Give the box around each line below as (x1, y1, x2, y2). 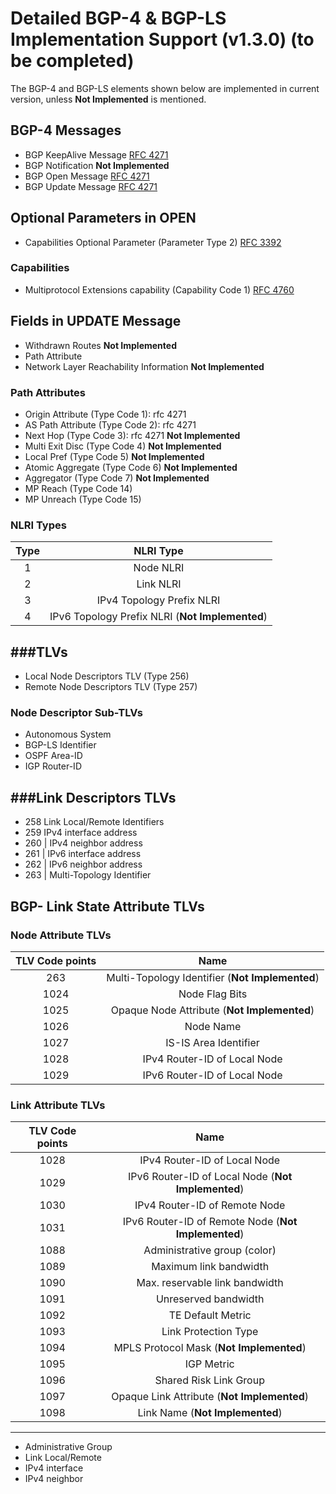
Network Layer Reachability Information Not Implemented (24, 360, 265, 372)
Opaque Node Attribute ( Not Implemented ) (110, 1003, 315, 1017)
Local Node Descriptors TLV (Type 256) (24, 670, 190, 682)
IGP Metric (184, 1357, 235, 1371)
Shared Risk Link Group (154, 1373, 265, 1387)
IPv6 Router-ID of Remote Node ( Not (122, 1215, 298, 1229)
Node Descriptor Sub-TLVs (10, 706, 143, 719)
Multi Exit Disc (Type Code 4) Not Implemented (24, 440, 222, 452)
